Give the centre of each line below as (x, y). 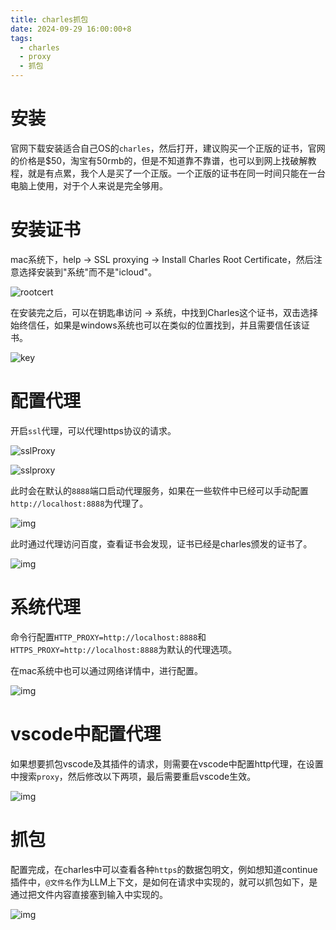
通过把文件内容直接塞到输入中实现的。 (89, 894)
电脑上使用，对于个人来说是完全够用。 (89, 185)
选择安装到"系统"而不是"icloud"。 (88, 272)
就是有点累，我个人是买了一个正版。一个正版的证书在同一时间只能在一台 (176, 173)
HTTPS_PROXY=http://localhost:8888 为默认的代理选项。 (124, 649)
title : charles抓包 (49, 19)
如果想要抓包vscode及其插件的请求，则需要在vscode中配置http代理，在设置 (167, 763)
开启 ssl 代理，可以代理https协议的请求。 (93, 430)
